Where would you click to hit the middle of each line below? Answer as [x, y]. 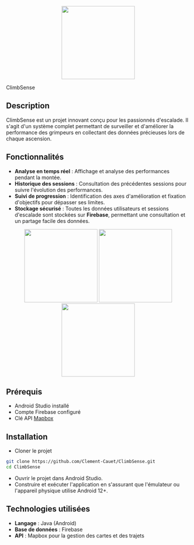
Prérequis [24, 392]
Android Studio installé [42, 406]
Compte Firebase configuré [48, 412]
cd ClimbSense [23, 467]
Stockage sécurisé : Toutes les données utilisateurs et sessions [92, 208]
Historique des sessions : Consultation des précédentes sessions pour [101, 183]
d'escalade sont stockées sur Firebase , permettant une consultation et [100, 215]
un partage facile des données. [52, 221]
